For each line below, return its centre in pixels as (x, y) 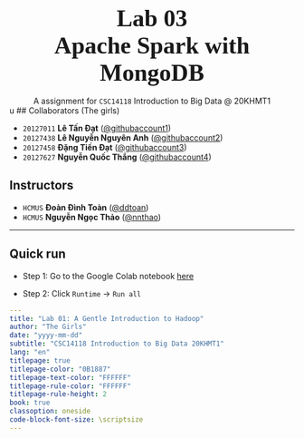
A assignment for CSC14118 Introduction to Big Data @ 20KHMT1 (152, 101)
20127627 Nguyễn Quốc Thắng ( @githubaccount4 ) (117, 157)
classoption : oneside (50, 412)
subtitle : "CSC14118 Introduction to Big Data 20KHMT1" (117, 344)
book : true (30, 403)
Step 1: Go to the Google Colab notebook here (108, 276)
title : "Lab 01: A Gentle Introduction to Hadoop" (107, 318)
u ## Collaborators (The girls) (65, 111)
